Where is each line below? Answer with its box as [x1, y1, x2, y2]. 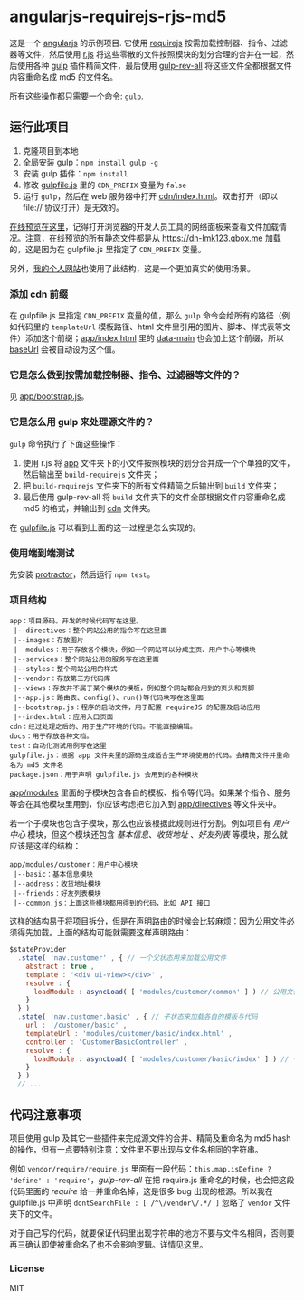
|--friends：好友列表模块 [13, 889, 101, 898]
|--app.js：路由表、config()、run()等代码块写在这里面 [13, 694, 204, 703]
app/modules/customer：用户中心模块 [9, 860, 138, 869]
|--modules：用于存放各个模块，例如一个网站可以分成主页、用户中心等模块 [13, 645, 256, 655]
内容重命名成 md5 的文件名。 [9, 71, 119, 82]
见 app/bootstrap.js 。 [9, 391, 90, 402]
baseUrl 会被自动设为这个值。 [9, 344, 120, 355]
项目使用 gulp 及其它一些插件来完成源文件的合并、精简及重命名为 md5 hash [9, 1133, 291, 1143]
